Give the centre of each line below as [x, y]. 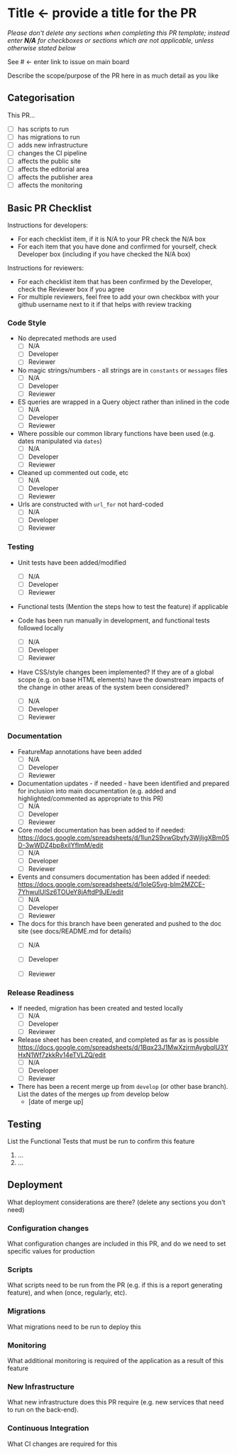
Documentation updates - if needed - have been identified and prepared [123, 783]
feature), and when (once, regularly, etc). [67, 1293]
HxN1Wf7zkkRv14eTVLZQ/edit [62, 1055]
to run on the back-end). [43, 1410]
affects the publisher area [55, 177]
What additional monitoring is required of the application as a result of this [116, 1361]
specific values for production [51, 1251]
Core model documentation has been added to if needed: [101, 830]
